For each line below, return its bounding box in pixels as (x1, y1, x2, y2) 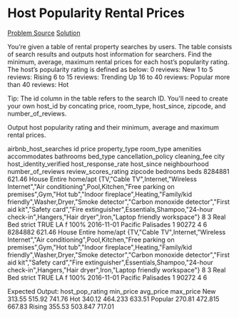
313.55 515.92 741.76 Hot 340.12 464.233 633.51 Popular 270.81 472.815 (7, 294, 220, 303)
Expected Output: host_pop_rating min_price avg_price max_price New (7, 287, 216, 295)
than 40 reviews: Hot (7, 80, 69, 88)
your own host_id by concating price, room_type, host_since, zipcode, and (7, 101, 226, 110)
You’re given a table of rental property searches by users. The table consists (7, 42, 233, 51)
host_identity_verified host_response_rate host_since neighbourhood (7, 159, 209, 168)
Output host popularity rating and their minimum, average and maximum (7, 123, 220, 131)
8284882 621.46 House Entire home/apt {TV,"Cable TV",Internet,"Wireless (7, 227, 226, 236)
